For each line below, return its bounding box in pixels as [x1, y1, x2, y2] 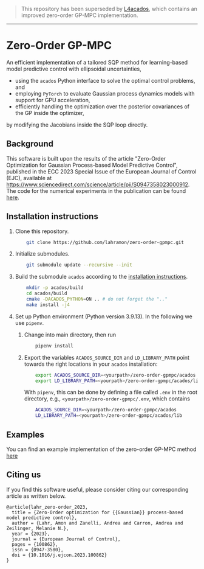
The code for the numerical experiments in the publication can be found [6, 187, 186, 194]
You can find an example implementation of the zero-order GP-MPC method [6, 445, 197, 453]
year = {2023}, [12, 531, 50, 537]
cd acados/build [26, 290, 67, 297]
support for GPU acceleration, [15, 96, 90, 103]
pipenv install [35, 343, 74, 349]
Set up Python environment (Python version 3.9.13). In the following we [15, 313, 192, 320]
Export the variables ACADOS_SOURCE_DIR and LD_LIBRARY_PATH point [24, 354, 190, 361]
